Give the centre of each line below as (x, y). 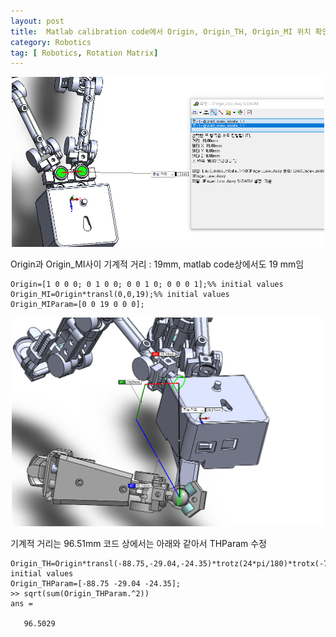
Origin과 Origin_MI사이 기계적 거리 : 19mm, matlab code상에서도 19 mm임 (157, 264)
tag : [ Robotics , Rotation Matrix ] (84, 53)
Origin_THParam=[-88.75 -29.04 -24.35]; (96, 584)
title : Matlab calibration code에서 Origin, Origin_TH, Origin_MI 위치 (161, 31)
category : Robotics (51, 42)
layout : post (37, 21)
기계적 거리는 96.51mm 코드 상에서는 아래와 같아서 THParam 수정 (138, 544)
